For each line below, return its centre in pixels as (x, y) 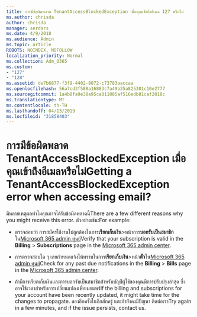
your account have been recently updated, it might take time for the (97, 295)
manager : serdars (28, 28)
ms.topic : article (29, 45)
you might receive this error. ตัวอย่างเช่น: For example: (69, 220)
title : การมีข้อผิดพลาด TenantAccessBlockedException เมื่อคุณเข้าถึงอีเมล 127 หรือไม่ (95, 12)
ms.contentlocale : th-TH (37, 105)
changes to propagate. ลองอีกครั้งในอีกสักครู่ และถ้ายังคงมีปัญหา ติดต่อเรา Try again (103, 301)
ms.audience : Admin (30, 39)
